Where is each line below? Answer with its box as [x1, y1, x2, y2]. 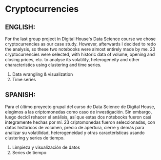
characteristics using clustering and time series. [5, 62, 101, 68]
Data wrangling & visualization [12, 71, 73, 77]
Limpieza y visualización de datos [12, 144, 80, 150]
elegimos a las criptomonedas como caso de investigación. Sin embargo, [5, 109, 152, 114]
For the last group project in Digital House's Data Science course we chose [5, 36, 156, 42]
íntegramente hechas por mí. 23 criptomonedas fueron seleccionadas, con [5, 119, 155, 125]
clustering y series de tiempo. [5, 135, 65, 140]
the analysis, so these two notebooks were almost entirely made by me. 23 [5, 46, 156, 52]
